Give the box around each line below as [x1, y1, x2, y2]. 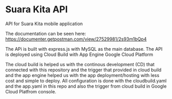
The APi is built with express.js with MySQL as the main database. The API [5, 46, 163, 52]
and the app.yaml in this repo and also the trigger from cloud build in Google [5, 83, 167, 89]
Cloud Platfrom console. [5, 88, 56, 94]
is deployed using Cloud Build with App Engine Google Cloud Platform [5, 51, 154, 57]
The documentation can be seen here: [5, 30, 86, 36]
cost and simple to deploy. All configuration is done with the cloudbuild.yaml [5, 77, 167, 84]
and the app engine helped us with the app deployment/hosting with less [5, 72, 160, 78]
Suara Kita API [5, 4, 68, 15]
